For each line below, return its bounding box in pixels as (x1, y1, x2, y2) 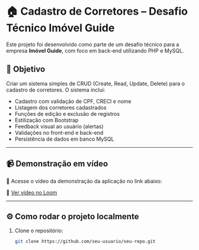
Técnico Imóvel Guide (6, 21, 115, 35)
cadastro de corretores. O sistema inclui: (6, 86, 105, 93)
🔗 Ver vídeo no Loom (6, 189, 57, 196)
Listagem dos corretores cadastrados (14, 104, 107, 111)
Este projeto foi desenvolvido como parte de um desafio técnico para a (6, 41, 179, 48)
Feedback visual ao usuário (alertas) (14, 122, 104, 130)
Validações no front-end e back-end (14, 129, 104, 136)
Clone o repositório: (14, 227, 63, 234)
